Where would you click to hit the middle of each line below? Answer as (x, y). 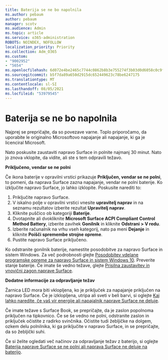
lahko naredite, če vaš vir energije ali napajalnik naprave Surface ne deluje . (82, 301)
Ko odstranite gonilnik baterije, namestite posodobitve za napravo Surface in (84, 249)
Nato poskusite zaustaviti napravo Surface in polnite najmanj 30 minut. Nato (83, 152)
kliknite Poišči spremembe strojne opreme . (57, 234)
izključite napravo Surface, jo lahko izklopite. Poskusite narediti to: (73, 187)
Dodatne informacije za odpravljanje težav (50, 280)
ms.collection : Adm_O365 (31, 51)
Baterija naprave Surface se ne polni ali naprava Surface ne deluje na (76, 347)
